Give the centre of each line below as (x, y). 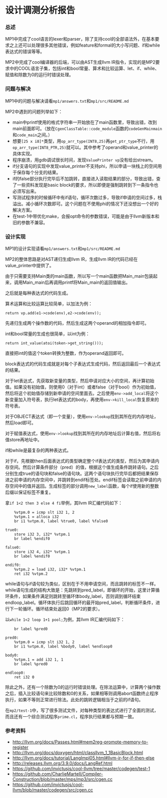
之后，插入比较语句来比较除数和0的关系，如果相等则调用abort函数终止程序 (82, 693)
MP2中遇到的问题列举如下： (34, 111)
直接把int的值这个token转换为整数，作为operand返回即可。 (66, 353)
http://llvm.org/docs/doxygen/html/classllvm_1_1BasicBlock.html (78, 753)
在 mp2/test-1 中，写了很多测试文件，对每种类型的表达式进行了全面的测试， (82, 710)
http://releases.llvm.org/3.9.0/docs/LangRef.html (62, 763)
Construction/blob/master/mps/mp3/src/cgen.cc (63, 779)
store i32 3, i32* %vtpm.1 (42, 534)
